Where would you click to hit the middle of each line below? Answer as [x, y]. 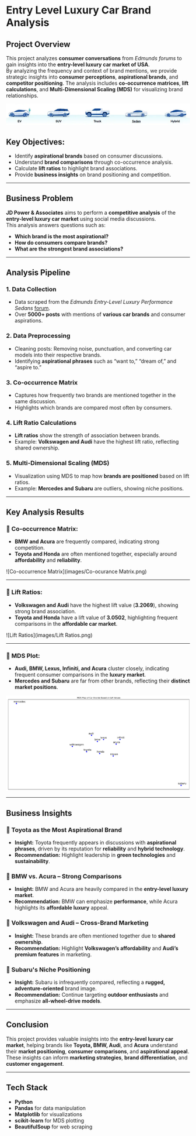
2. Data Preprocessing [38, 336]
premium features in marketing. [53, 954]
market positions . [36, 687]
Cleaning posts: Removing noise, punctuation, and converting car [93, 348]
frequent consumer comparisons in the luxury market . [80, 674]
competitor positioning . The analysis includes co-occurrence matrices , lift [97, 83]
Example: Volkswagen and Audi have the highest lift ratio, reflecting [97, 442]
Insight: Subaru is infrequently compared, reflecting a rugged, [90, 982]
